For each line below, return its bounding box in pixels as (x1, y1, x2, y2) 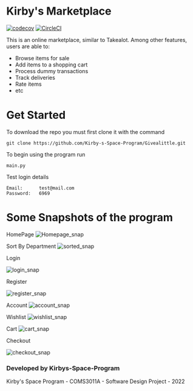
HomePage (6, 230, 35, 238)
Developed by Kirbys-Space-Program (6, 364, 120, 372)
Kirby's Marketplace (6, 4, 112, 18)
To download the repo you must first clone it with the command (6, 128, 165, 135)
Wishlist (6, 313, 26, 320)
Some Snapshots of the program (6, 211, 173, 225)
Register (6, 278, 27, 285)
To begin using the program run (6, 150, 86, 158)
